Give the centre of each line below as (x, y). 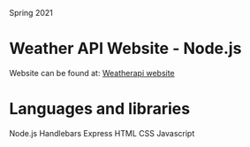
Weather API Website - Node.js (125, 49)
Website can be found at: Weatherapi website (92, 73)
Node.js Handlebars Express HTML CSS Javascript (102, 133)
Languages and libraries (100, 109)
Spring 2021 (31, 13)
